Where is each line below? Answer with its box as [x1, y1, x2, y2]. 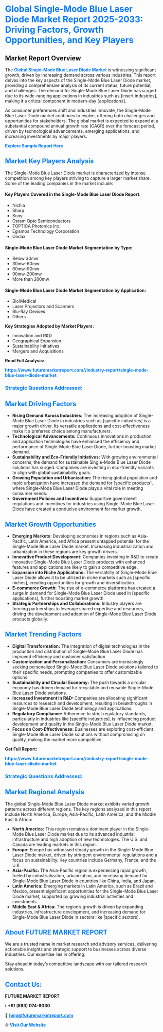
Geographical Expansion [12, 338, 62, 344]
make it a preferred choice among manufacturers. [12, 428, 112, 434]
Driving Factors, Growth [5, 24, 104, 35]
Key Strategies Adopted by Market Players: [5, 323, 94, 329]
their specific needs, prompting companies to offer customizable [12, 669, 142, 675]
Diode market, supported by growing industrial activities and [12, 893, 134, 899]
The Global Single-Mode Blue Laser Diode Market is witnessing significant [5, 67, 156, 73]
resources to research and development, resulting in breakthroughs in [12, 700, 152, 706]
